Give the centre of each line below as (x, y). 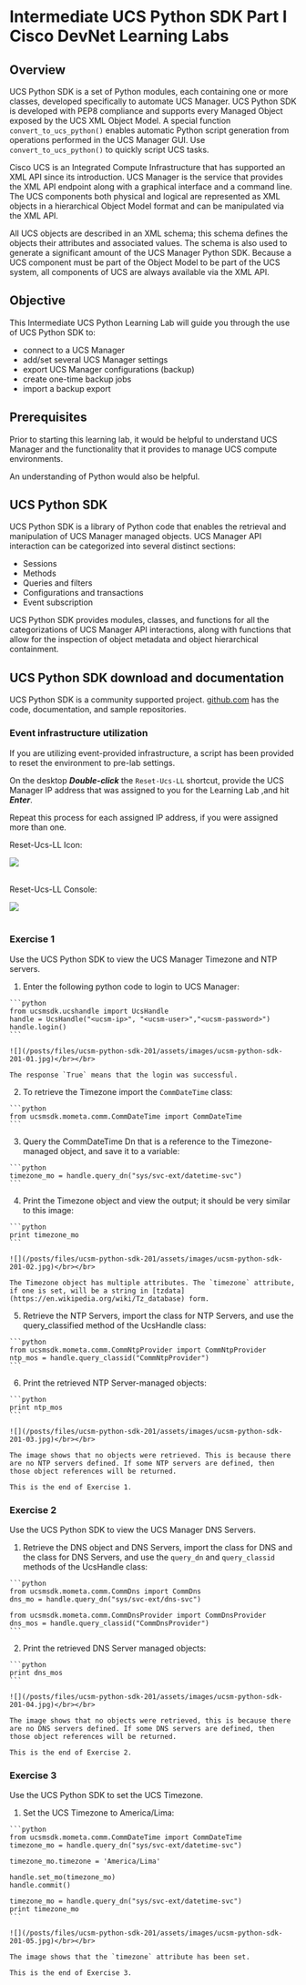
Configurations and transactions (83, 593)
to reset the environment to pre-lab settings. (92, 762)
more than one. (38, 827)
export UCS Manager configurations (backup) (108, 369)
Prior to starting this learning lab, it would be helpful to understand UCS (143, 439)
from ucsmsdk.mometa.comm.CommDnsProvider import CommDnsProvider (138, 1616)
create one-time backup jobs (77, 379)
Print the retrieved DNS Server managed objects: (114, 1648)
